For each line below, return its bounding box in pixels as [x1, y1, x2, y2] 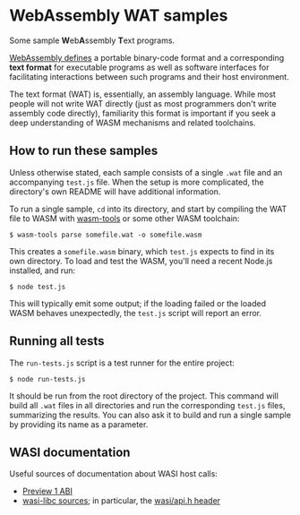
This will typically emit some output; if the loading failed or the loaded [9, 297, 267, 309]
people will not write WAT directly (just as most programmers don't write [9, 98, 277, 108]
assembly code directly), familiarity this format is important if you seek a [9, 107, 276, 118]
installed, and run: [9, 265, 76, 276]
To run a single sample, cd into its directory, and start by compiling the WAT [9, 203, 287, 214]
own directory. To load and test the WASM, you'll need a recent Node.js [9, 255, 273, 266]
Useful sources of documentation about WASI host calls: [9, 468, 218, 479]
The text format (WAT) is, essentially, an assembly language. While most [9, 89, 276, 99]
